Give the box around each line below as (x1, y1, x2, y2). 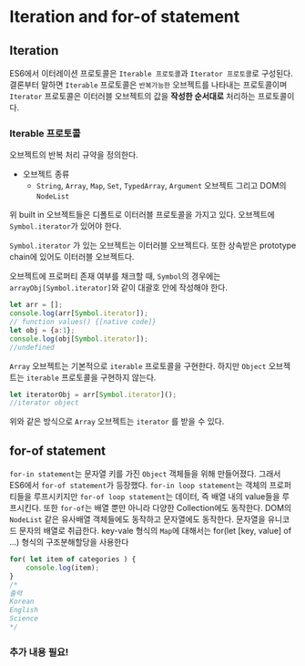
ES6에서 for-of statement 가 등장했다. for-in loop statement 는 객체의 (9, 480, 268, 491)
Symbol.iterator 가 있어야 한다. (9, 220, 122, 231)
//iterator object (9, 398, 79, 407)
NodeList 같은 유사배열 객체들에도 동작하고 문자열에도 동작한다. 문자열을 (9, 514, 266, 525)
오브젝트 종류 (22, 169, 70, 179)
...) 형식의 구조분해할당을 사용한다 (9, 537, 129, 548)
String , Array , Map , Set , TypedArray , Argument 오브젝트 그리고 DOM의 (36, 180, 287, 191)
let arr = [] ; (9, 301, 64, 310)
